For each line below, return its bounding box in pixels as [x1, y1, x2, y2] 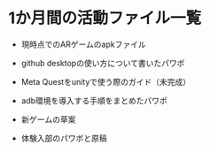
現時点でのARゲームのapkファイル [20, 39, 147, 49]
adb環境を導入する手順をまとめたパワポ [20, 95, 167, 106]
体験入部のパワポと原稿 [20, 133, 107, 143]
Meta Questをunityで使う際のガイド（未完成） [20, 76, 191, 87]
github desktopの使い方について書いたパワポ [20, 57, 185, 68]
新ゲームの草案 [20, 114, 76, 125]
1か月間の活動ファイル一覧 [8, 8, 202, 28]
